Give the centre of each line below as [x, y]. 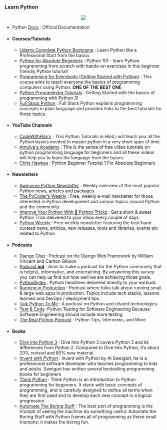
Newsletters [25, 174]
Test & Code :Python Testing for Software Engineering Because [85, 309]
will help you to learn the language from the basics [71, 157]
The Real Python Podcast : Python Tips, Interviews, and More [82, 320]
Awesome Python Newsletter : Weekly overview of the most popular [89, 185]
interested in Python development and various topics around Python [89, 201]
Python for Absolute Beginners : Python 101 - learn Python [79, 61]
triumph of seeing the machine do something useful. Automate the [88, 411]
